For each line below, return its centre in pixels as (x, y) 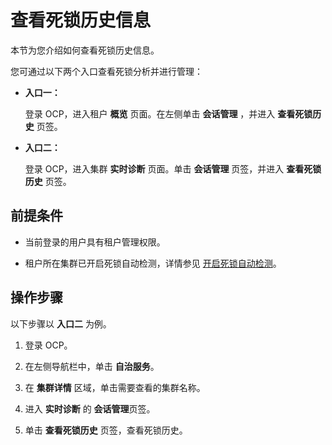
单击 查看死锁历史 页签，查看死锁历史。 (106, 430)
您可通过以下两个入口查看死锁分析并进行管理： (106, 71)
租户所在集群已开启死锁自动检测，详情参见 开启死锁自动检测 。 (153, 263)
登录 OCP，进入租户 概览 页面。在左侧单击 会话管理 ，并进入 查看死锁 (168, 113)
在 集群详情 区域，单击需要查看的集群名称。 (115, 387)
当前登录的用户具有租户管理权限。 (95, 242)
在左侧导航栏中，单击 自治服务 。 (92, 366)
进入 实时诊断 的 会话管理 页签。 (90, 408)
